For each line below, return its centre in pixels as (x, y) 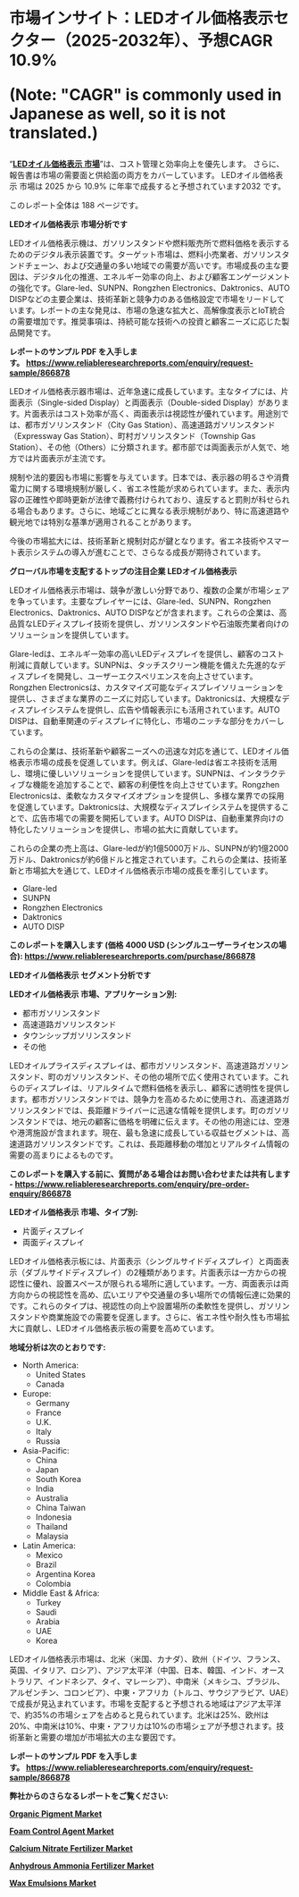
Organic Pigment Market (56, 1814)
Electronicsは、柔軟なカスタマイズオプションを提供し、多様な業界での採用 (147, 796)
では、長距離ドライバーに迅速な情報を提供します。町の (165, 1110)
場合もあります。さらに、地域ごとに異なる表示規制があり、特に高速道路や (153, 511)
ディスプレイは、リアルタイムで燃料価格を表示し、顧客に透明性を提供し (157, 1088)
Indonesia (54, 1517)
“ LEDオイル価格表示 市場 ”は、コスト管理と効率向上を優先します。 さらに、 (147, 164)
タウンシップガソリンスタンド (77, 1036)
